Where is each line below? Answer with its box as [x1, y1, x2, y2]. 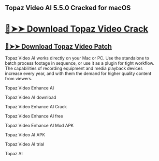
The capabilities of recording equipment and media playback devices [5, 65, 143, 72]
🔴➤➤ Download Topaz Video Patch [5, 42, 112, 50]
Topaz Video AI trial [5, 141, 44, 147]
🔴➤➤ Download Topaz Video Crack [5, 23, 148, 34]
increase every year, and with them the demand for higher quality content [5, 71, 152, 76]
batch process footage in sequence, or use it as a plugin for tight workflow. [5, 60, 155, 66]
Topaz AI [5, 151, 23, 157]
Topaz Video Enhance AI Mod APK [5, 123, 74, 129]
